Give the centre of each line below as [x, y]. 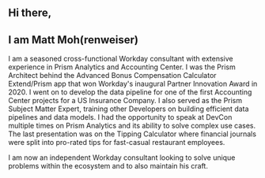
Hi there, [30, 13]
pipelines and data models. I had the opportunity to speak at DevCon [120, 117]
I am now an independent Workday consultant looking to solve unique [122, 158]
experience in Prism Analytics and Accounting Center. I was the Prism [122, 67]
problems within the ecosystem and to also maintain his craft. [108, 166]
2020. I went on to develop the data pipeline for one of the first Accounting [130, 92]
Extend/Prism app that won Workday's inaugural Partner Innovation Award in [133, 84]
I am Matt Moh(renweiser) [74, 40]
